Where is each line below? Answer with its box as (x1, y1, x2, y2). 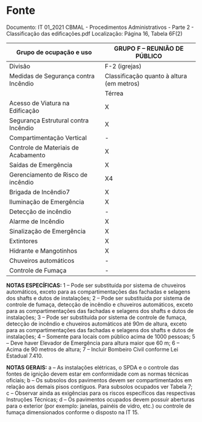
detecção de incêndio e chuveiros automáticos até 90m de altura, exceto (6, 320, 188, 327)
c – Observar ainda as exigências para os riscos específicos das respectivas (6, 389, 195, 397)
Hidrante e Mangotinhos (9, 247, 78, 255)
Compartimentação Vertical (9, 133, 87, 142)
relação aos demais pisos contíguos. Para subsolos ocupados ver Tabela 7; (6, 383, 193, 390)
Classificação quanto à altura (105, 72, 188, 80)
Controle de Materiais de (9, 143, 79, 151)
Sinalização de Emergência (9, 227, 86, 235)
